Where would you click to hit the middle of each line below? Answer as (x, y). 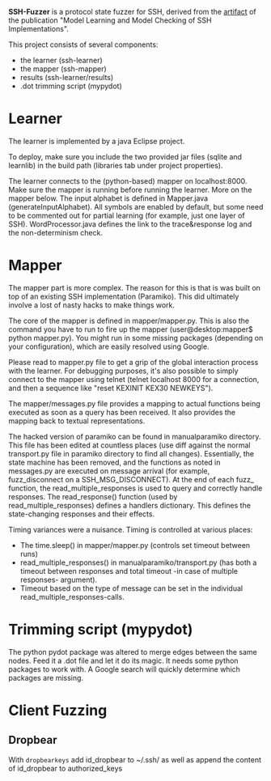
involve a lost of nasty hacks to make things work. (92, 305)
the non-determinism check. (56, 232)
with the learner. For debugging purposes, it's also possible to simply (123, 371)
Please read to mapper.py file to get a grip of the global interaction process (133, 362)
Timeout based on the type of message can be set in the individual (131, 588)
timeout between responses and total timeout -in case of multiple (129, 571)
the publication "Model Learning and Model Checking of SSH (110, 20)
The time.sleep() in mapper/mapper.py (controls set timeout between (135, 545)
